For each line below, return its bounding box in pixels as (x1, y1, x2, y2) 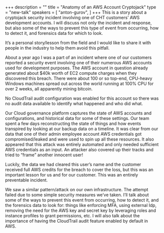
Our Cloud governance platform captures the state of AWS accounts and (5, 110, 152, 116)
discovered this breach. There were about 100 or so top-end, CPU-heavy (5, 76, 153, 81)
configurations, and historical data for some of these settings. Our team (5, 116, 149, 121)
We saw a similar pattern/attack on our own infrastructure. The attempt (5, 187, 148, 192)
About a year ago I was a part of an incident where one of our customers (5, 55, 152, 60)
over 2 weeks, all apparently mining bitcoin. (5, 86, 93, 91)
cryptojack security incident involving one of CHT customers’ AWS (5, 15, 140, 20)
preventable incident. (5, 177, 48, 183)
